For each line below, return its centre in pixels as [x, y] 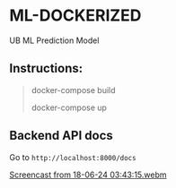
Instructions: [46, 68]
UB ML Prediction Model [54, 40]
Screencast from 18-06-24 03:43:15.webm [88, 175]
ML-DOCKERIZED [75, 16]
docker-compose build [73, 90]
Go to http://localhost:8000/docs [73, 157]
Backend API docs [62, 136]
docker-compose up [69, 107]
